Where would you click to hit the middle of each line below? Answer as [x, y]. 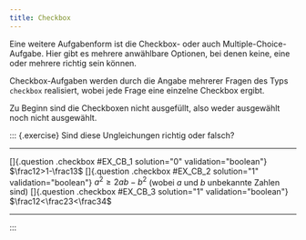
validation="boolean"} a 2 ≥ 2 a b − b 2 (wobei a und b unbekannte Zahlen [145, 181]
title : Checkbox [40, 18]
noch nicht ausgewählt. [53, 117]
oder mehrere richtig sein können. [73, 63]
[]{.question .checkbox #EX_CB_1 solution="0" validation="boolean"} [138, 161]
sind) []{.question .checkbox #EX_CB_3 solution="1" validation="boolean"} [149, 192]
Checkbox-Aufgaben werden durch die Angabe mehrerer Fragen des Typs [149, 80]
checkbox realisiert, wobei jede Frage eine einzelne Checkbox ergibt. [137, 90]
